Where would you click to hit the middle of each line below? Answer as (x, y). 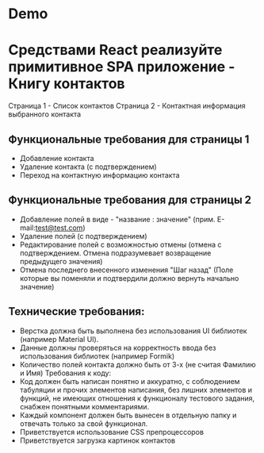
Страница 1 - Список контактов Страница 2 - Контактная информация (127, 106)
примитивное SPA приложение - (122, 67)
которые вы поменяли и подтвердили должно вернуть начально (129, 278)
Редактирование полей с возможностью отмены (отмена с (121, 244)
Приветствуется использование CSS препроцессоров (112, 432)
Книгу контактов (67, 84)
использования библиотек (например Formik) (97, 356)
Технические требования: (77, 311)
